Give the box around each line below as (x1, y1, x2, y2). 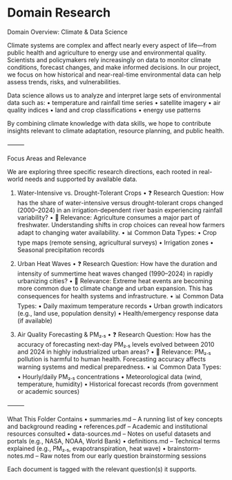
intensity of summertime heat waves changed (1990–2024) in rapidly (17, 269, 213, 278)
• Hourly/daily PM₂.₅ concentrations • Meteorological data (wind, (17, 372, 202, 381)
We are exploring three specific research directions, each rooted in (7, 167, 197, 175)
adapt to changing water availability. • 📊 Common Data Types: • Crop (17, 228, 217, 236)
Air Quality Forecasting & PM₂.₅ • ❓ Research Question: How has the (17, 330, 212, 338)
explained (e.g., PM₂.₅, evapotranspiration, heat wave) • (7, 444, 166, 452)
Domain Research (7, 5, 111, 21)
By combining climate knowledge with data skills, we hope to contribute (7, 119, 211, 127)
